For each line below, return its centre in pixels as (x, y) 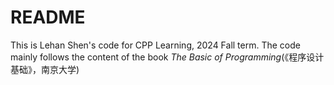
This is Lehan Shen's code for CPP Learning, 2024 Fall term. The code (155, 45)
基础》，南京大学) (45, 69)
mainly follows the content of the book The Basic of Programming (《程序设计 (167, 57)
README (48, 17)
